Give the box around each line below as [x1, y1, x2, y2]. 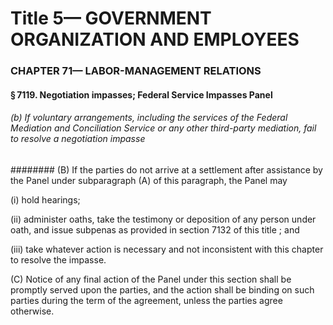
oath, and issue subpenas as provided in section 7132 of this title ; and [10, 223, 300, 236]
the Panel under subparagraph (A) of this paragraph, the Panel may [10, 174, 288, 186]
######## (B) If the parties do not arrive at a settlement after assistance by [10, 163, 323, 176]
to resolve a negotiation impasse [10, 133, 146, 145]
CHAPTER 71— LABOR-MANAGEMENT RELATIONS [10, 64, 262, 78]
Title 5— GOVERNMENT [10, 7, 212, 30]
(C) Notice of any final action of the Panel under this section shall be [10, 273, 292, 285]
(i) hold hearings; [10, 193, 81, 206]
